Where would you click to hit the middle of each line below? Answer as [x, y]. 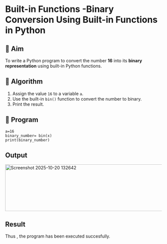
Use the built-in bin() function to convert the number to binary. [77, 99]
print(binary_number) [28, 140]
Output [16, 155]
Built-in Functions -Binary [60, 9]
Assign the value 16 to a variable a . [48, 94]
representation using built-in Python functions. [53, 66]
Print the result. [28, 104]
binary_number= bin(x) [29, 135]
